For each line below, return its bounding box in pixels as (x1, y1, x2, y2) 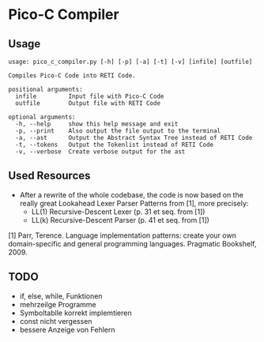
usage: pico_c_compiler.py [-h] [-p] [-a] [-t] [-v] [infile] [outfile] (8, 58, 253, 66)
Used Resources (8, 169, 91, 182)
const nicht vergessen (19, 316, 92, 325)
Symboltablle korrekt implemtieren (19, 308, 132, 318)
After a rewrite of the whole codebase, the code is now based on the (19, 190, 243, 199)
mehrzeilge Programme (19, 299, 96, 309)
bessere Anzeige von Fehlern (19, 325, 115, 334)
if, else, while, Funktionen (19, 291, 103, 301)
